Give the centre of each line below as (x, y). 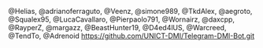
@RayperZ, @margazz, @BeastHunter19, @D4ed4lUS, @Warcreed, (117, 27)
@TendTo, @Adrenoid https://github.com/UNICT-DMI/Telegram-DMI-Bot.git (131, 36)
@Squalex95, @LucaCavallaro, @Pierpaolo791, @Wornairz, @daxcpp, (121, 19)
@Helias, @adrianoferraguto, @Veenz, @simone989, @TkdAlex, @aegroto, (130, 11)
